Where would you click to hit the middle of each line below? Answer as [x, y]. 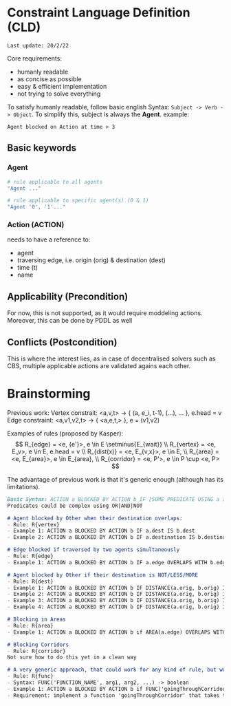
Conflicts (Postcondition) [62, 342]
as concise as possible [49, 79]
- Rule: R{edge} [30, 556]
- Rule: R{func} [30, 676]
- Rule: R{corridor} [37, 651]
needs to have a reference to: [49, 239]
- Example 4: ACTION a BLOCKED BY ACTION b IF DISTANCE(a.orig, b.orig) [113, 607]
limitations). [24, 486]
